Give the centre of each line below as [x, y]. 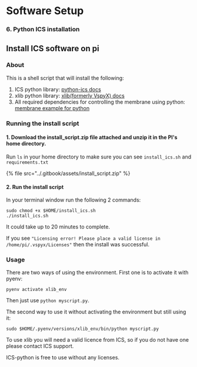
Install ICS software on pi [53, 48]
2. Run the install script [35, 187]
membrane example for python [52, 108]
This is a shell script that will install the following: [65, 78]
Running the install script [43, 123]
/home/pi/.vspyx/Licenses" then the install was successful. [78, 244]
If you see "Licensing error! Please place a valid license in [83, 238]
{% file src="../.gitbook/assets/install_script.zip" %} [68, 173]
